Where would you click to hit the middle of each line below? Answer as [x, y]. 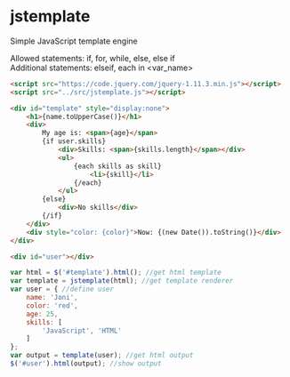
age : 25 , [42, 314]
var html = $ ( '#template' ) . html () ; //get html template [116, 273]
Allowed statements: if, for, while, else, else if [93, 58]
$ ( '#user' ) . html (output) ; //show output [86, 364]
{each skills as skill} [118, 166]
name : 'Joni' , [52, 298]
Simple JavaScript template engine [74, 41]
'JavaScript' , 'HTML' [82, 331]
